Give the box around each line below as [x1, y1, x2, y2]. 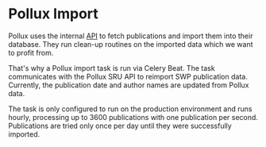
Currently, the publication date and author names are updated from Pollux [8, 80, 249, 90]
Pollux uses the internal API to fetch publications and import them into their [8, 31, 253, 41]
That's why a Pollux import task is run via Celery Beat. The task [8, 63, 216, 72]
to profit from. [8, 48, 54, 57]
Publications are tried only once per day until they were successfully [8, 121, 232, 130]
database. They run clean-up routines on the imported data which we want [8, 39, 253, 48]
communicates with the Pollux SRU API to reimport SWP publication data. [8, 72, 248, 81]
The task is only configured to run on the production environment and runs [8, 104, 253, 114]
